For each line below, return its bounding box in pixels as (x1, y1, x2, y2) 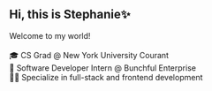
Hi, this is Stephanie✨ (9, 7, 131, 22)
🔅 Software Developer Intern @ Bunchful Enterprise (9, 62, 197, 73)
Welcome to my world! (9, 30, 91, 41)
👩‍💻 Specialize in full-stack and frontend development (9, 72, 203, 82)
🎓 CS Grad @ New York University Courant (9, 49, 170, 60)
